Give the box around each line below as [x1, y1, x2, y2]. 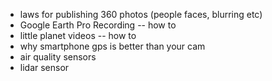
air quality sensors [19, 51, 97, 63]
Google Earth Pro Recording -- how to [19, 19, 177, 31]
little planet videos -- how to [19, 30, 137, 41]
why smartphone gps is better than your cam [19, 40, 206, 52]
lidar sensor [19, 62, 70, 73]
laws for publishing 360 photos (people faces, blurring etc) [19, 9, 263, 20]
